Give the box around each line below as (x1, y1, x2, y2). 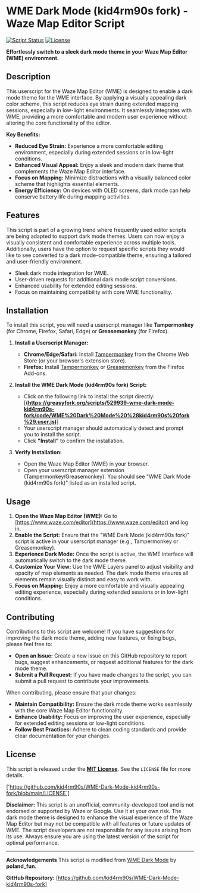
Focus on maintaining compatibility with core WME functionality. (14, 288, 173, 296)
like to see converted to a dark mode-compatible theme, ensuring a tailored (6, 252, 192, 259)
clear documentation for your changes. (14, 732, 111, 739)
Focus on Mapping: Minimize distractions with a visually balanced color (14, 174, 192, 181)
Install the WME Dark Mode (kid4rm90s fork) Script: (14, 382, 147, 389)
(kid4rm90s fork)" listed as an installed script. (23, 479, 136, 486)
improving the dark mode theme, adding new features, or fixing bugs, (6, 634, 177, 641)
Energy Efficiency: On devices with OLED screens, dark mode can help (14, 187, 191, 194)
